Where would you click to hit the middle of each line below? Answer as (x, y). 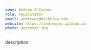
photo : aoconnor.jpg (27, 28)
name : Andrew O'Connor (29, 10)
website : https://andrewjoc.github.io (45, 24)
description (17, 42)
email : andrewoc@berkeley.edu (37, 19)
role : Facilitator (24, 14)
